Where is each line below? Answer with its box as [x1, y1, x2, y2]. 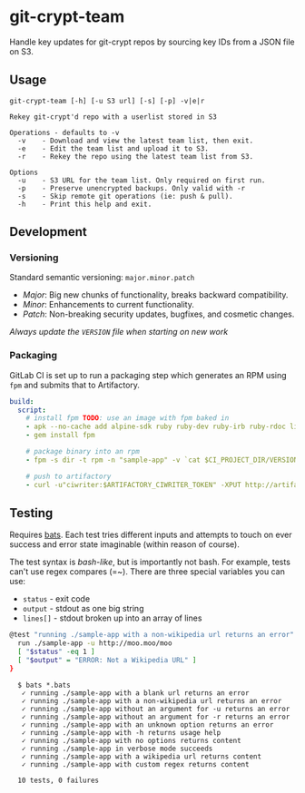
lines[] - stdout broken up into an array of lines [22, 612, 202, 623]
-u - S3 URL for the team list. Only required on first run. [17, 175, 266, 185]
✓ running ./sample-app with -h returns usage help [21, 728, 221, 737]
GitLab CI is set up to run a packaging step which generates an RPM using [9, 369, 288, 380]
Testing [9, 505, 54, 521]
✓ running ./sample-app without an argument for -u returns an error [21, 704, 290, 713]
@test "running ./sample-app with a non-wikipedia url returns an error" [9, 631, 295, 640]
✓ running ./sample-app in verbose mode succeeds [21, 744, 213, 753]
